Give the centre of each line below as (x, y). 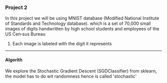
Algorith (14, 60)
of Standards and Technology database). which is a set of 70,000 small (78, 23)
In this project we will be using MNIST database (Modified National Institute (82, 18)
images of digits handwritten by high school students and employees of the (82, 29)
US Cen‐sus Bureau (25, 34)
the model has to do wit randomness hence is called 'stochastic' (71, 76)
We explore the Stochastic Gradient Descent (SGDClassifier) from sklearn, (81, 71)
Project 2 (16, 7)
